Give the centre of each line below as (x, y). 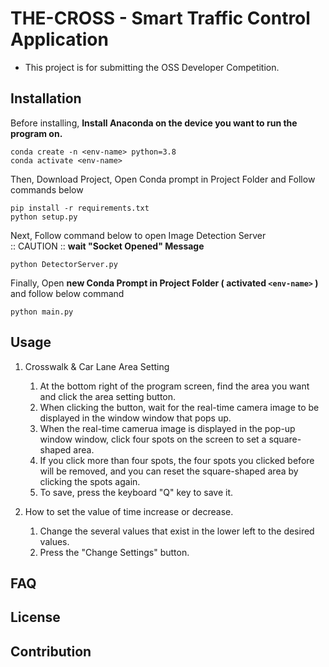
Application (59, 39)
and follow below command (67, 293)
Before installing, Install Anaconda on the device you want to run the (154, 123)
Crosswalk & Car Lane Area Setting (97, 366)
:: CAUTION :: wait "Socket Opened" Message (107, 246)
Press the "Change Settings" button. (114, 552)
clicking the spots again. (90, 481)
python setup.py (44, 217)
